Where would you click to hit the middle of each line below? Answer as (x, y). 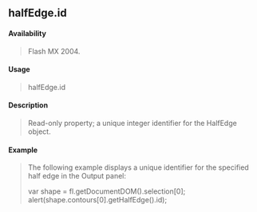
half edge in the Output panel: (77, 176)
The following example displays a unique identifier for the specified (138, 167)
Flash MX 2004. (54, 51)
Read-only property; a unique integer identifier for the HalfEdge (132, 123)
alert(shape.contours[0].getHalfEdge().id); (97, 200)
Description (28, 105)
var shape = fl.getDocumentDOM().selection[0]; (107, 191)
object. (39, 132)
